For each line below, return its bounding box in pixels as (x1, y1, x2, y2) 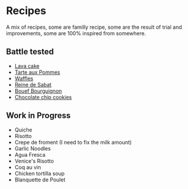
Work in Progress (6, 110, 71, 121)
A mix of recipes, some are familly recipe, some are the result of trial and (6, 23, 182, 31)
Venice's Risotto (14, 157, 54, 164)
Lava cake (14, 62, 40, 69)
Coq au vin (14, 163, 41, 171)
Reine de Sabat (14, 81, 52, 88)
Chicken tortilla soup (14, 170, 65, 177)
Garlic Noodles (14, 145, 51, 152)
